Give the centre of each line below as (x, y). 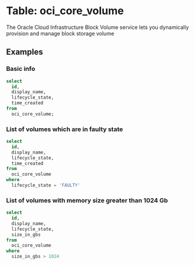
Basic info (21, 69)
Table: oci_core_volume (65, 11)
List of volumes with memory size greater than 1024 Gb (87, 200)
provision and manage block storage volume (60, 33)
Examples (25, 52)
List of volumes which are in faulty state (65, 129)
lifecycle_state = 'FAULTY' (46, 185)
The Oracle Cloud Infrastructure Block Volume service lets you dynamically (97, 27)
